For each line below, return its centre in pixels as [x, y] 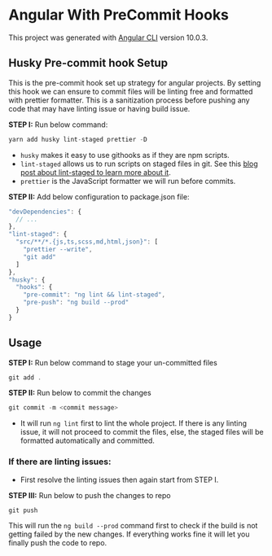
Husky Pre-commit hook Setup [88, 63]
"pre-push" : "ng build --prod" [76, 303]
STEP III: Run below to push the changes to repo [90, 495]
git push [23, 510]
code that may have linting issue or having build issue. [99, 108]
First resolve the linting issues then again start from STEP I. [119, 479]
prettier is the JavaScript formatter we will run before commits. [128, 181]
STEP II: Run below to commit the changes [80, 393]
